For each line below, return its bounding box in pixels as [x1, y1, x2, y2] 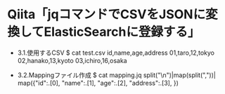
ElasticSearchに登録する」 [44, 24, 200, 40]
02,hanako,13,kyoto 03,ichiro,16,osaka [17, 56, 128, 65]
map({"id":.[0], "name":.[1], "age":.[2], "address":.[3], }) [17, 79, 179, 87]
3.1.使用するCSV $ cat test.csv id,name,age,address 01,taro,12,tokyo [17, 48, 214, 57]
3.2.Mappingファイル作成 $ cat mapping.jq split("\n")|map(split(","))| [17, 71, 216, 79]
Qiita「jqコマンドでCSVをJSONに [7, 6, 206, 22]
